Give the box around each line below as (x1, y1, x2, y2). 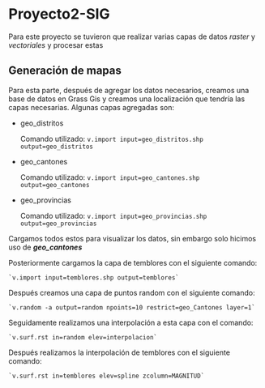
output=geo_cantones (19, 181, 90, 189)
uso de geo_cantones (8, 242, 83, 252)
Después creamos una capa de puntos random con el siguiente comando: (8, 288, 255, 297)
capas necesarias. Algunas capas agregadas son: (8, 102, 174, 112)
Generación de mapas (8, 64, 122, 78)
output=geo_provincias (19, 220, 97, 228)
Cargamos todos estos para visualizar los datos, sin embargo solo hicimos (8, 233, 257, 243)
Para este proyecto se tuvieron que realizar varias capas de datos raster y (8, 32, 255, 41)
